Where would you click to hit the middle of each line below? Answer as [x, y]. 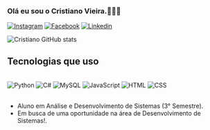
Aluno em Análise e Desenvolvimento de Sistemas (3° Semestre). [110, 106]
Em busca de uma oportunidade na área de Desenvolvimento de [109, 113]
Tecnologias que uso [53, 61]
